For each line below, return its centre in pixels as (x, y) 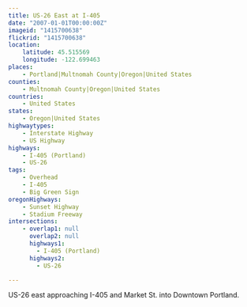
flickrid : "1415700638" (47, 38)
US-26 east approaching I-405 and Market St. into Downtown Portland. (124, 295)
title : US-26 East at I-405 (54, 15)
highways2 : (47, 258)
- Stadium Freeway (52, 214)
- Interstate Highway (58, 133)
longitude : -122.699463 (62, 60)
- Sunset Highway (51, 207)
